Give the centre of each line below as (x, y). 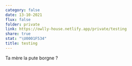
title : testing (21, 43)
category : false (23, 10)
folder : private (23, 24)
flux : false (18, 19)
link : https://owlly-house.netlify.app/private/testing (66, 29)
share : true (18, 34)
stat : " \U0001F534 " (26, 39)
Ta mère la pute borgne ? (32, 58)
